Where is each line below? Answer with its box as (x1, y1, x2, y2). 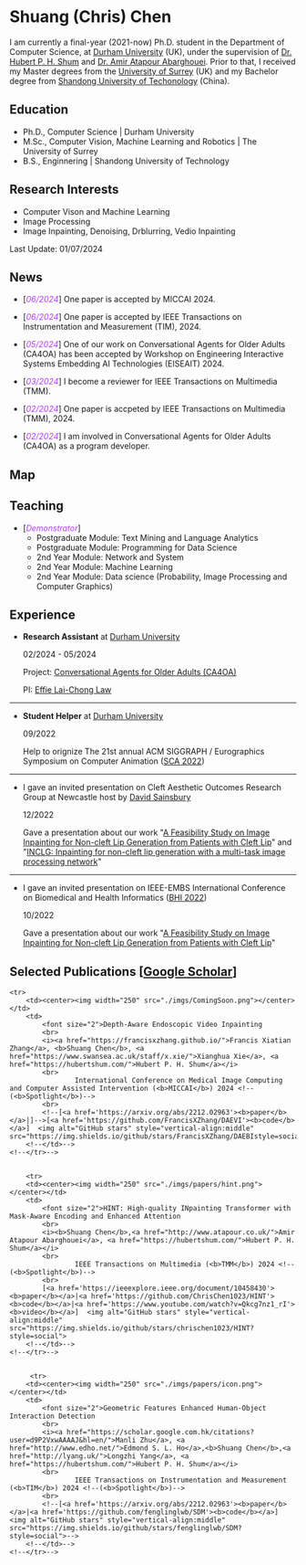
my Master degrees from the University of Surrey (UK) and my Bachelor (9, 66, 279, 77)
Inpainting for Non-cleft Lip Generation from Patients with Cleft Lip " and (22, 837, 292, 848)
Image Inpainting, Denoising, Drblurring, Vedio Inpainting (22, 226, 236, 237)
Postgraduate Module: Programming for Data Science (36, 542, 238, 553)
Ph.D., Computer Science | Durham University (22, 126, 195, 137)
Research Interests (9, 182, 119, 197)
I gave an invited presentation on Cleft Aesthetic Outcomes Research (22, 782, 282, 793)
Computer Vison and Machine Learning (22, 206, 170, 217)
